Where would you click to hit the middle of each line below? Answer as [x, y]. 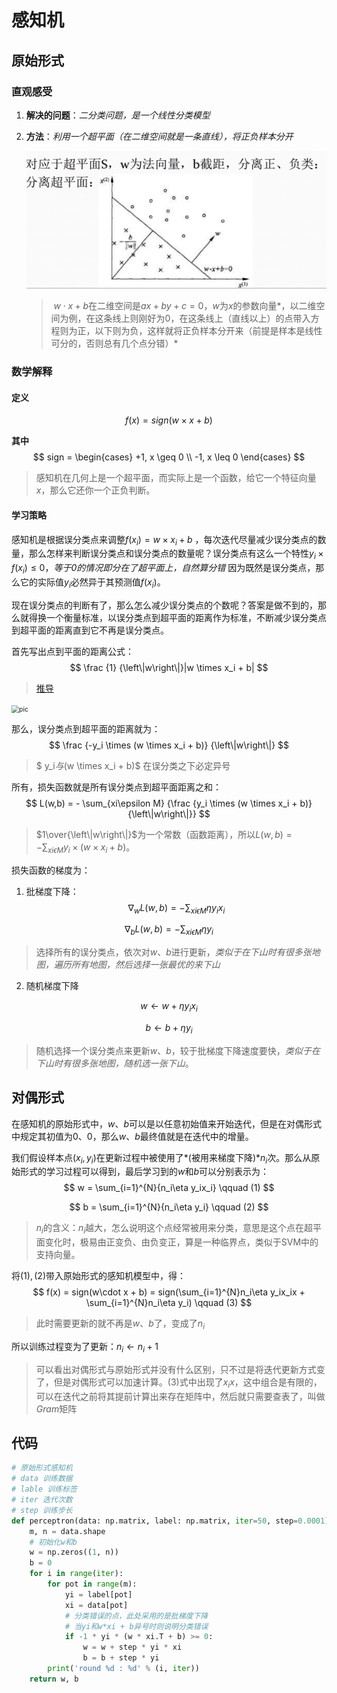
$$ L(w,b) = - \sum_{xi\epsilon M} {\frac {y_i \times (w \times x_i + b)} [169, 803]
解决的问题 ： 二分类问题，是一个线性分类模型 [118, 115]
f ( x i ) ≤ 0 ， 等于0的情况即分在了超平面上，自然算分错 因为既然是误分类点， [163, 569]
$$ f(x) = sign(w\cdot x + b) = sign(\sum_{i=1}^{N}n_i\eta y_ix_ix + [169, 1292]
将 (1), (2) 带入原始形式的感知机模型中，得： [99, 1276]
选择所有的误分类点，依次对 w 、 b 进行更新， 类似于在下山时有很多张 [173, 952]
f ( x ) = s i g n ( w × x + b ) [169, 420]
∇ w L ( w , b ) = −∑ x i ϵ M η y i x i [176, 908]
